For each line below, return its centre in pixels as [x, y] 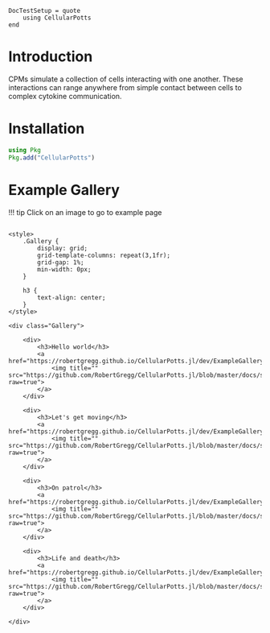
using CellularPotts [57, 18]
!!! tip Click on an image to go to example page [85, 212]
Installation [47, 129]
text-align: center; [72, 297]
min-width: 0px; [64, 269]
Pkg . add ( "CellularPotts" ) [51, 157]
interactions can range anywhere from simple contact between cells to [125, 87]
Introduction [51, 57]
